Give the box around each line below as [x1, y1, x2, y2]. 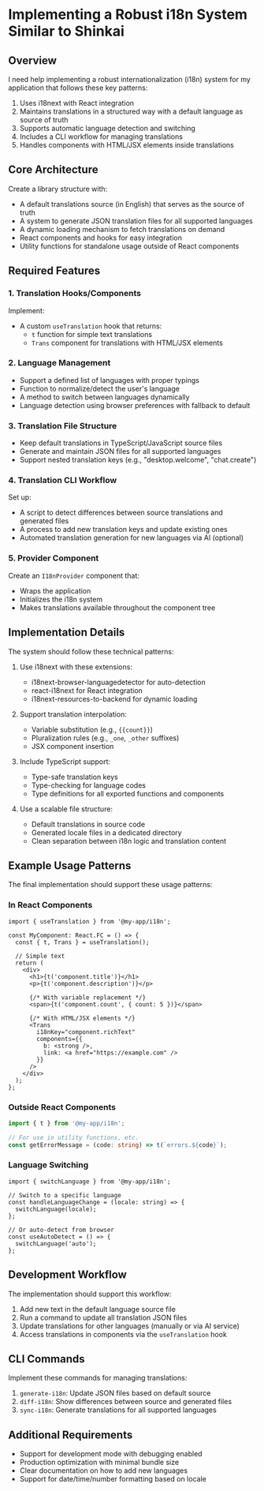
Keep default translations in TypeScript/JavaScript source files [19, 438, 223, 448]
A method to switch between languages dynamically [19, 392, 190, 402]
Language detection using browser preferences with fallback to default [19, 400, 251, 410]
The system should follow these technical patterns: [8, 646, 174, 656]
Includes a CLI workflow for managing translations [19, 132, 184, 141]
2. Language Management [8, 358, 111, 369]
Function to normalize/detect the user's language [19, 384, 180, 393]
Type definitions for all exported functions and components [31, 789, 225, 798]
